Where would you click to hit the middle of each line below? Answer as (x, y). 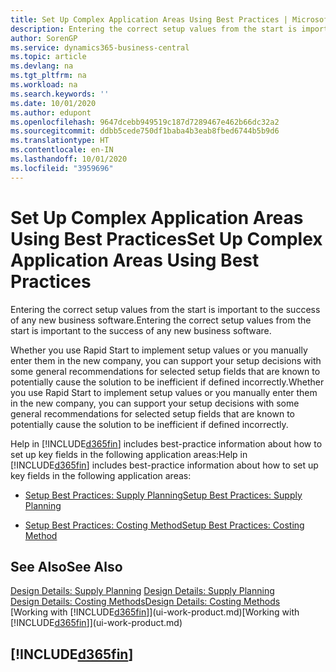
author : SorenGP (44, 38)
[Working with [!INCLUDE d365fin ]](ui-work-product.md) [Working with (155, 612)
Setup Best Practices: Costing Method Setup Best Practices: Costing (164, 525)
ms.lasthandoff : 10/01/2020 (69, 159)
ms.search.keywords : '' (60, 94)
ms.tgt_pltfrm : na (48, 76)
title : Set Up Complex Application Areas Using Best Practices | (149, 19)
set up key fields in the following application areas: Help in (129, 454)
